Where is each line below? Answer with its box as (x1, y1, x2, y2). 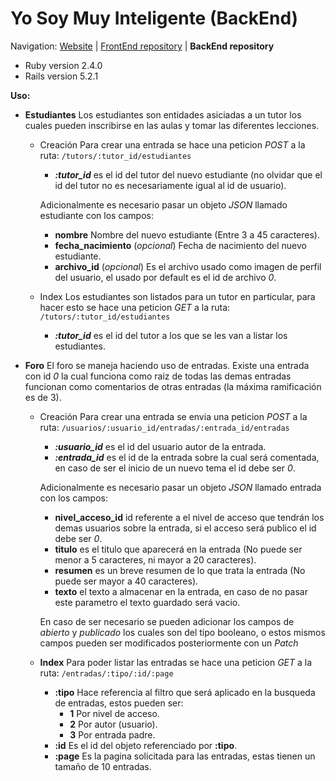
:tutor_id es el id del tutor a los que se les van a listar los (54, 329, 288, 341)
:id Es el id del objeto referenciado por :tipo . (54, 739, 238, 751)
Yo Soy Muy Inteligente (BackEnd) (10, 7, 299, 30)
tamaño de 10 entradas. (54, 760, 152, 772)
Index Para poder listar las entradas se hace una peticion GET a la (39, 656, 313, 668)
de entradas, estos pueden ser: (54, 697, 184, 709)
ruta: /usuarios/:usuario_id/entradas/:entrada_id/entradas (39, 421, 290, 433)
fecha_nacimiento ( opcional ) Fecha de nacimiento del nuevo (54, 239, 307, 251)
